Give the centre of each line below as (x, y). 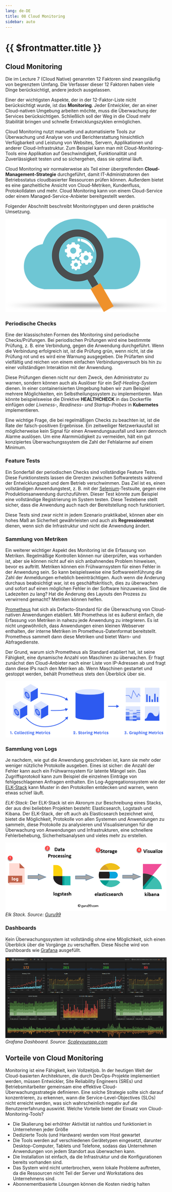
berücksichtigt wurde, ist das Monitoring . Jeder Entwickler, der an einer (81, 105)
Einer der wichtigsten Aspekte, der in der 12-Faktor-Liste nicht (71, 100)
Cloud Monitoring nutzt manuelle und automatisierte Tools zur (70, 132)
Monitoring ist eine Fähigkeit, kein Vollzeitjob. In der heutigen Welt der (79, 1070)
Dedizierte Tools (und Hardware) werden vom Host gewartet (76, 1135)
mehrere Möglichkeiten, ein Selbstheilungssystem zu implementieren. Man (84, 394)
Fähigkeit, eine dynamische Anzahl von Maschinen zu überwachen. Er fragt (85, 657)
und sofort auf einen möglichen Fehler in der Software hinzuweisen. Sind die (86, 588)
